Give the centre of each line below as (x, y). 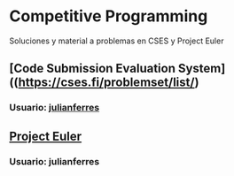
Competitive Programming (109, 16)
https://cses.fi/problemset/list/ (106, 83)
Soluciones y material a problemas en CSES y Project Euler (117, 41)
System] (202, 69)
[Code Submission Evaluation (92, 69)
